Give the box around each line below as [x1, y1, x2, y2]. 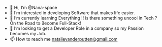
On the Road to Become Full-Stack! [9, 20, 81, 26]
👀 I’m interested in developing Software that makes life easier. [9, 10, 135, 16]
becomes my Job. [9, 31, 47, 36]
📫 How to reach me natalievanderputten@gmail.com [9, 36, 118, 42]
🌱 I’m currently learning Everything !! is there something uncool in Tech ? [9, 15, 158, 21]
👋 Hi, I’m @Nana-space [9, 5, 58, 10]
